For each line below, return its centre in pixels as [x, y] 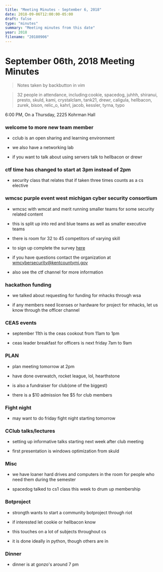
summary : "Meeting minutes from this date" [50, 28]
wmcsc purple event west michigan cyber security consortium [81, 198]
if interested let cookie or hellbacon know [54, 522]
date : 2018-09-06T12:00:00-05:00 [39, 14]
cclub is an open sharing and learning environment [63, 138]
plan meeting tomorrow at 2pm [43, 366]
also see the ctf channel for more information [58, 272]
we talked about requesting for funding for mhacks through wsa [76, 295]
